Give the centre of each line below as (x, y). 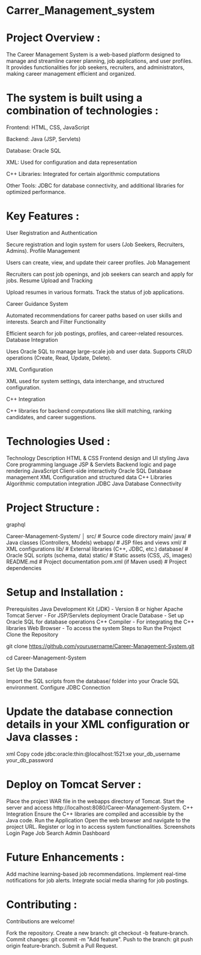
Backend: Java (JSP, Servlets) (43, 139)
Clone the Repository (32, 634)
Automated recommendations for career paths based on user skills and (94, 315)
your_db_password (30, 760)
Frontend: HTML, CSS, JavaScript (48, 127)
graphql (16, 524)
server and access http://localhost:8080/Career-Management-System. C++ (100, 807)
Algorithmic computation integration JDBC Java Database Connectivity (94, 484)
